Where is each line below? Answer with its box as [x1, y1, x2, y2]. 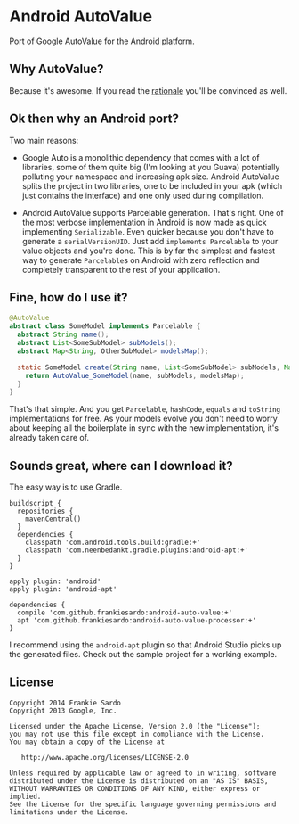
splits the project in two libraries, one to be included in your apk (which [21, 180, 283, 191]
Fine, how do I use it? [9, 290, 128, 305]
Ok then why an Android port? [9, 111, 180, 127]
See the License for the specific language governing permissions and [9, 800, 277, 809]
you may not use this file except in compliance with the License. [9, 729, 265, 738]
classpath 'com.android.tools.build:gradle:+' [25, 538, 201, 548]
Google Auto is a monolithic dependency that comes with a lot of [21, 152, 260, 162]
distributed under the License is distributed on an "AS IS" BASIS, [9, 776, 269, 786]
